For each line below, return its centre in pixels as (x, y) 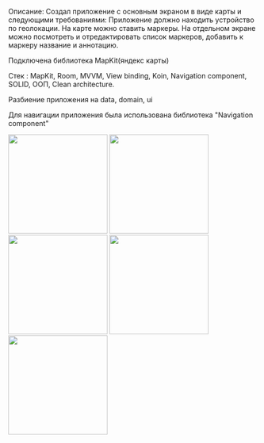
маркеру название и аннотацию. (63, 45)
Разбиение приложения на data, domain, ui (80, 99)
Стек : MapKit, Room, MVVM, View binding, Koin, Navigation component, (128, 76)
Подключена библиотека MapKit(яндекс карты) (89, 60)
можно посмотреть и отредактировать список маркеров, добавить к (126, 36)
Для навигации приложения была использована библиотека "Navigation (131, 115)
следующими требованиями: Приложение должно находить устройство (132, 20)
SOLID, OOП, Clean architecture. (61, 84)
